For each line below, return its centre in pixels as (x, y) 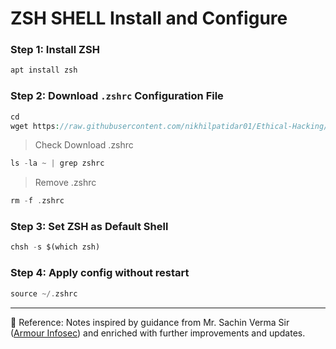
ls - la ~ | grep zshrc (57, 163)
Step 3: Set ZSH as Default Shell (89, 227)
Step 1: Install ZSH (55, 50)
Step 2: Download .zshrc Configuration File (117, 96)
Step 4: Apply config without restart (100, 273)
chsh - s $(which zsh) (55, 247)
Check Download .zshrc (84, 145)
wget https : (35, 126)
